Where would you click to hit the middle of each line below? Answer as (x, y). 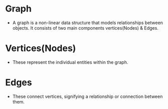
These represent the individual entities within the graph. (70, 62)
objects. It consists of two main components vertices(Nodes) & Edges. (85, 28)
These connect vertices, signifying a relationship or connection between (88, 96)
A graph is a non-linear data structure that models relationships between (88, 23)
